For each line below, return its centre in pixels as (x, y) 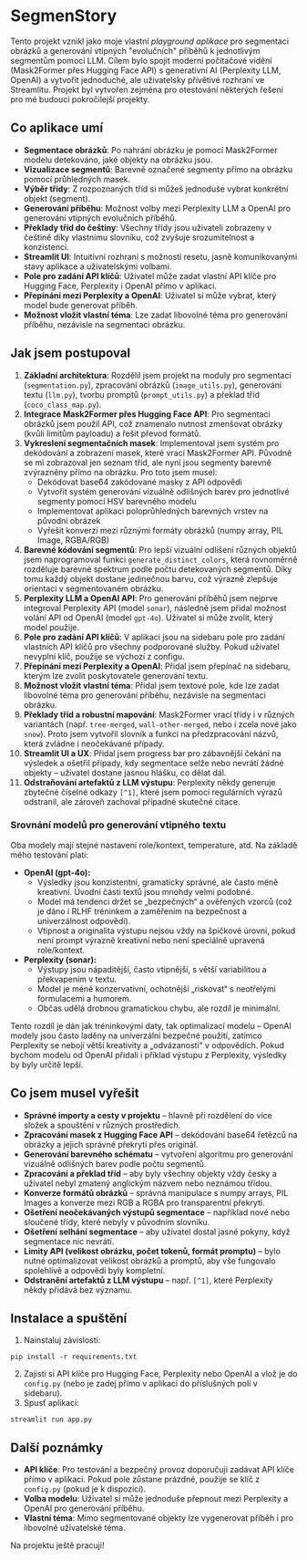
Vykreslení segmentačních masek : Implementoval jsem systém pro (151, 442)
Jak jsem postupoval (71, 354)
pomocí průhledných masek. (77, 179)
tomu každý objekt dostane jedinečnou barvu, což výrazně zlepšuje (151, 578)
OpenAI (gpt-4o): (57, 872)
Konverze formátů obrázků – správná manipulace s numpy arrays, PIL (156, 1192)
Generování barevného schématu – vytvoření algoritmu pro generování (159, 1154)
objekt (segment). (57, 198)
